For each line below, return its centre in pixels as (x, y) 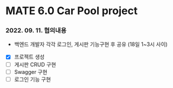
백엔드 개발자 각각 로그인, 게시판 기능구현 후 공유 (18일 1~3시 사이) (91, 44)
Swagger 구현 (31, 71)
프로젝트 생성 (29, 57)
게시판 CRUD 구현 (35, 64)
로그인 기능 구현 (32, 79)
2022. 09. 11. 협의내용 (36, 31)
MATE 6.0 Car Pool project (72, 11)
